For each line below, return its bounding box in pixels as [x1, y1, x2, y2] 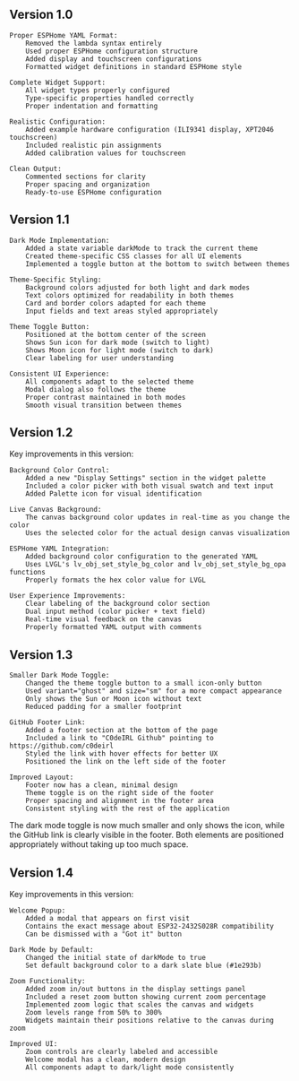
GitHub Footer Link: [9, 718, 87, 727]
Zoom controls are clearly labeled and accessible [25, 1048, 218, 1057]
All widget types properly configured [25, 85, 170, 95]
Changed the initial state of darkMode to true [25, 954, 206, 963]
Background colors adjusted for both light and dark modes [25, 282, 251, 292]
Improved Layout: [9, 773, 74, 783]
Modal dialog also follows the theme [25, 385, 167, 393]
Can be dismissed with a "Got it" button [25, 930, 182, 939]
